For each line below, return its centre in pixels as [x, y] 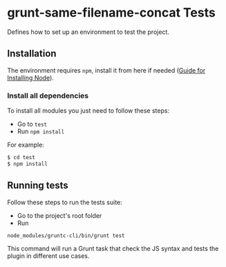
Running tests [38, 186]
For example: [26, 145]
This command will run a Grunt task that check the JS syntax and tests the [113, 248]
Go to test [32, 124]
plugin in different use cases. [48, 256]
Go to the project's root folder [59, 215]
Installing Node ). [30, 77]
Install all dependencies [48, 95]
